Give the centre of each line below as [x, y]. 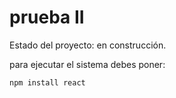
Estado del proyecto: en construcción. [88, 45]
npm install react [47, 82]
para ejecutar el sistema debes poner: [87, 64]
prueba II [47, 17]
